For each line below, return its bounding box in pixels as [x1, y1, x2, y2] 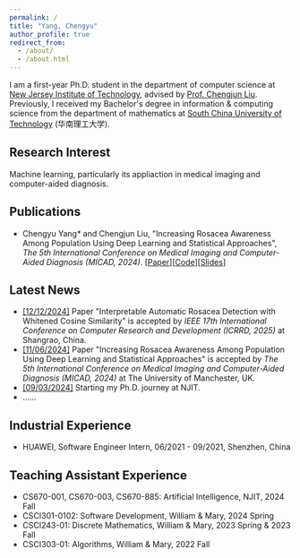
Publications [9, 204, 81, 219]
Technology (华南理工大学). [9, 118, 110, 129]
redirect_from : [9, 38, 66, 47]
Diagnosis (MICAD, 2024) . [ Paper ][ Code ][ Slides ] [46, 256, 227, 267]
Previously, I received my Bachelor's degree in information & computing [9, 99, 274, 108]
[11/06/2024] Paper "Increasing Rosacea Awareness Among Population [21, 344, 285, 355]
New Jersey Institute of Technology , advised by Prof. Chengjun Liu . [9, 89, 258, 99]
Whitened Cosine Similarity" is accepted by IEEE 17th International [21, 315, 267, 327]
